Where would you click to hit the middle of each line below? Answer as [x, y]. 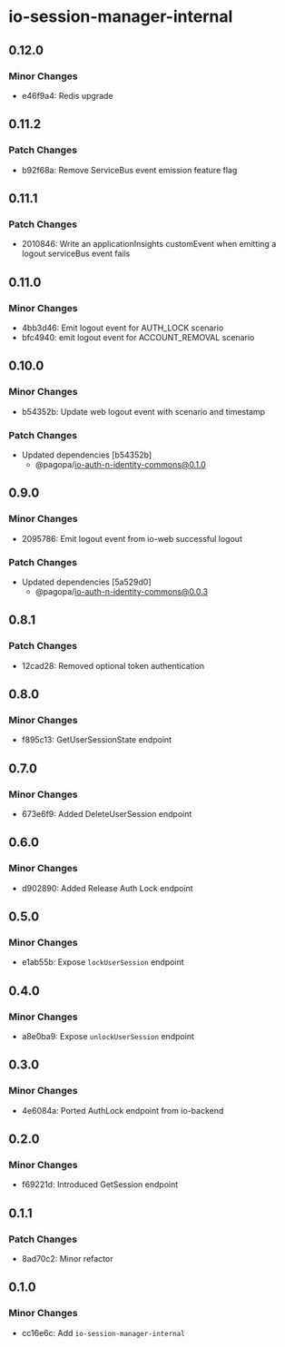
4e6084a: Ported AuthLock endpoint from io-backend [123, 1110]
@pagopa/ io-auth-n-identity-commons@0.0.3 [122, 591]
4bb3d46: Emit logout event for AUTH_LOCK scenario [123, 328]
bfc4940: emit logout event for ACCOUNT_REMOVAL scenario [138, 337]
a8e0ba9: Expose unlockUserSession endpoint [108, 1037]
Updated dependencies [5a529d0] [86, 582]
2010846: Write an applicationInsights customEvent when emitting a [149, 244]
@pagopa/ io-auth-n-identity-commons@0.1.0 [120, 464]
